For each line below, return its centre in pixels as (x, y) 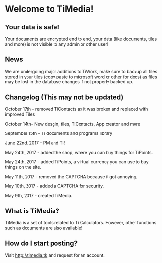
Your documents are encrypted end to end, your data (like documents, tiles (81, 39)
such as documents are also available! (44, 228)
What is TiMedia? (32, 211)
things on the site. (23, 167)
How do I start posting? (41, 243)
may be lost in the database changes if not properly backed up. (69, 81)
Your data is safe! (32, 27)
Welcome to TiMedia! (50, 9)
